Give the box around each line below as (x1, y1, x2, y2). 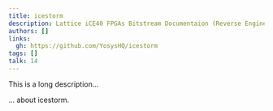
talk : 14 (8, 58, 38, 66)
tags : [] (8, 49, 38, 58)
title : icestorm (8, 11, 63, 20)
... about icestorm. (8, 95, 70, 105)
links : (8, 34, 31, 43)
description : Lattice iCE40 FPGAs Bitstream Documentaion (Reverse (8, 19, 242, 28)
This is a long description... (8, 79, 99, 89)
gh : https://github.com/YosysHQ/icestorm (15, 42, 158, 50)
